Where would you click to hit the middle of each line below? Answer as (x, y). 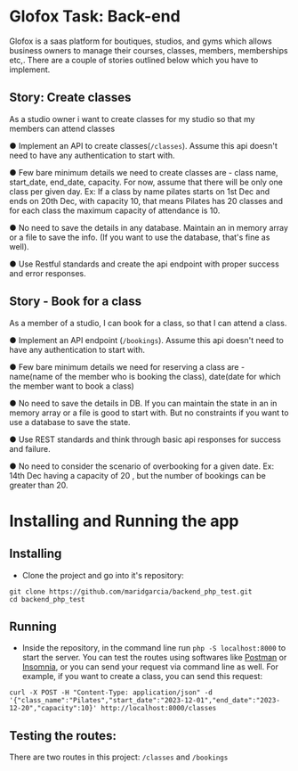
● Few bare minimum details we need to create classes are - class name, (144, 172)
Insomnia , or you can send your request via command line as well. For (150, 667)
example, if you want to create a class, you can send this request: (142, 677)
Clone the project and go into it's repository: (103, 575)
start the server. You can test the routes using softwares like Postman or (154, 658)
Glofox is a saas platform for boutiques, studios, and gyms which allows (141, 41)
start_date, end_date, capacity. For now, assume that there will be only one (146, 182)
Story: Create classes (70, 98)
